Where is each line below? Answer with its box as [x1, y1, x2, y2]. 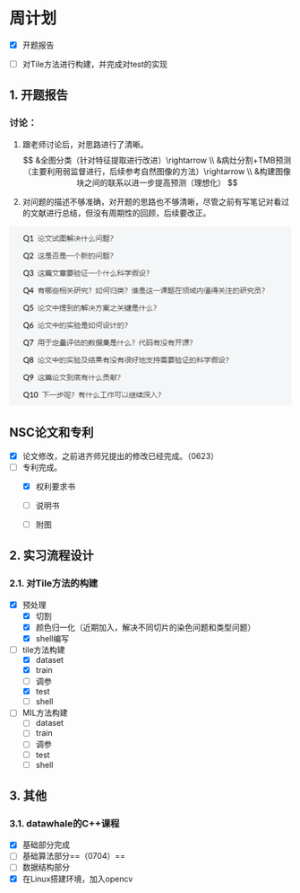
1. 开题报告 [9, 87, 69, 103]
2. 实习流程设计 [9, 548, 94, 563]
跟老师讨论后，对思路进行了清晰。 [21, 138, 149, 149]
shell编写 [35, 632, 70, 643]
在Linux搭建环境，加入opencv [21, 873, 133, 884]
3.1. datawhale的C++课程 [9, 817, 120, 829]
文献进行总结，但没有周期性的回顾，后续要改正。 [30, 208, 211, 218]
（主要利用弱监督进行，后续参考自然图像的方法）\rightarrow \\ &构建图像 [23, 165, 291, 176]
